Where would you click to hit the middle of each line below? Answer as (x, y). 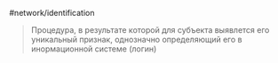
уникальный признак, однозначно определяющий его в (136, 39)
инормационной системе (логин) (94, 49)
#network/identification (52, 13)
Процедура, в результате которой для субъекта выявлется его (150, 30)
